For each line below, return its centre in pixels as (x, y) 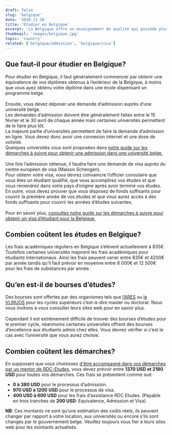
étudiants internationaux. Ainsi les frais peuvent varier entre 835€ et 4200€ (85, 258)
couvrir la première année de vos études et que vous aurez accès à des (81, 196)
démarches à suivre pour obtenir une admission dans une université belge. (84, 153)
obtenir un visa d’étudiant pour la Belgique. (50, 218)
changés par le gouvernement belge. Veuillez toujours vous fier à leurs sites (85, 422)
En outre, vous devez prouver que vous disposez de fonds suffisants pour (83, 191)
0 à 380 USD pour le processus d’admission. (60, 384)
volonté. (14, 142)
